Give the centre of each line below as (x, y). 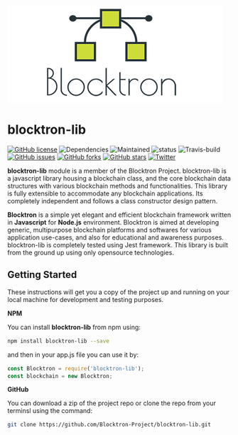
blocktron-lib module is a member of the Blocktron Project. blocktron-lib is (117, 171)
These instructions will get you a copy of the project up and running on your (118, 292)
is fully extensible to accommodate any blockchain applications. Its (106, 193)
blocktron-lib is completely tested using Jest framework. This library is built (118, 245)
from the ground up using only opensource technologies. (91, 252)
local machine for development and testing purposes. (86, 299)
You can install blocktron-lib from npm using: (74, 327)
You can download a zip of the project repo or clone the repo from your (112, 403)
